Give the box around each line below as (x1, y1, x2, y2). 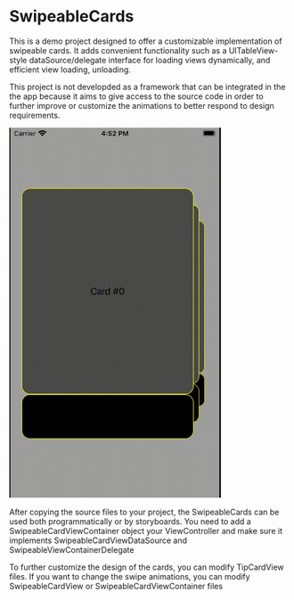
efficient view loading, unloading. (9, 64, 132, 75)
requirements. (9, 110, 61, 120)
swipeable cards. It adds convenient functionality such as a (9, 45, 227, 55)
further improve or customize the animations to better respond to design (9, 100, 274, 111)
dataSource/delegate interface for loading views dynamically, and (29, 54, 271, 65)
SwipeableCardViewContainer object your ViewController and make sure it (9, 525, 283, 536)
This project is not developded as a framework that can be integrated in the (9, 81, 286, 92)
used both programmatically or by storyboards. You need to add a (9, 515, 251, 527)
